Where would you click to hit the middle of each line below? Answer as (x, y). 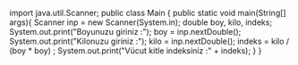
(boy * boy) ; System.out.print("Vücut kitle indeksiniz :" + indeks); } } (136, 51)
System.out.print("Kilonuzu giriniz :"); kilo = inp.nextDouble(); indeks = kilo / (149, 41)
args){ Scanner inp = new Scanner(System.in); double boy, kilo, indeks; (141, 22)
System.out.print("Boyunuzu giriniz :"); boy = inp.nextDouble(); (125, 32)
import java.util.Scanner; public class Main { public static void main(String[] (148, 13)
